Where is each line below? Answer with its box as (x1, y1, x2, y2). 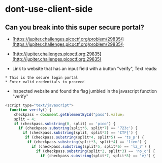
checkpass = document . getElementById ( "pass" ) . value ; (14, 112, 125, 117)
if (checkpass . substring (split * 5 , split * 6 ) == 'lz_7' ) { (31, 144, 151, 149)
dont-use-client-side (5, 3, 93, 15)
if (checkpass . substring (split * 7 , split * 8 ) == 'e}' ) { (40, 153, 155, 158)
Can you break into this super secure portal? (5, 23, 144, 32)
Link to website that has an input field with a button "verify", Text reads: (12, 65, 158, 71)
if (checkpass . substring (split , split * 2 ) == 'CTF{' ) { (23, 130, 138, 135)
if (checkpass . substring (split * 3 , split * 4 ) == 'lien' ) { (27, 139, 147, 144)
